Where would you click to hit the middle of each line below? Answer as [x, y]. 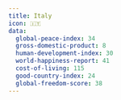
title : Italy [30, 16]
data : [17, 31]
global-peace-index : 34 [55, 38]
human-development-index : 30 [65, 53]
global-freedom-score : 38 [59, 83]
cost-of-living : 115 [50, 69]
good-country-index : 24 [55, 76]
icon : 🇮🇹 [25, 23]
